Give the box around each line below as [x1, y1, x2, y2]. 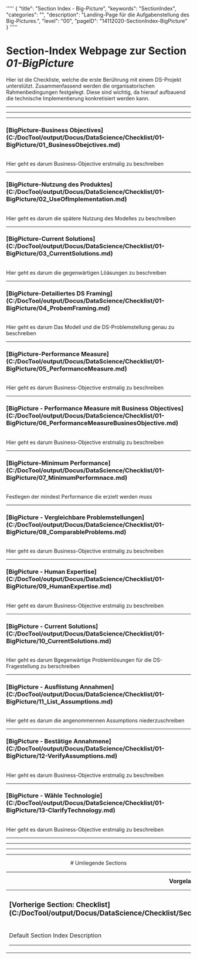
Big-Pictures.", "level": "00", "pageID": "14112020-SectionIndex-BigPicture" [6, 18, 188, 24]
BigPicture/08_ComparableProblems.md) [6, 528, 127, 536]
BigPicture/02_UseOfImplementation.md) [6, 195, 127, 203]
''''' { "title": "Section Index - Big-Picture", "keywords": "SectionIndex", [6, 5, 177, 12]
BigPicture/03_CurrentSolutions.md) [6, 250, 113, 258]
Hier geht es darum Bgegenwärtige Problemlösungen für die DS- [6, 656, 163, 663]
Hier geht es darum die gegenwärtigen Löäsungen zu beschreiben [6, 269, 167, 276]
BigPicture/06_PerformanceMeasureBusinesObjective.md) [6, 419, 179, 428]
